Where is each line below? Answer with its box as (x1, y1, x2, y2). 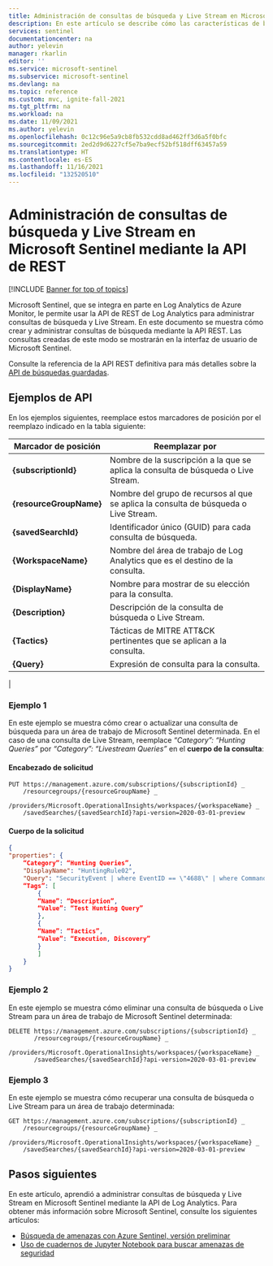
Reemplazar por (154, 440, 217, 452)
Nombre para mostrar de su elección (109, 578, 250, 589)
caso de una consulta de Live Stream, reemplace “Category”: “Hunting (8, 735, 246, 745)
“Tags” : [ (23, 882, 57, 890)
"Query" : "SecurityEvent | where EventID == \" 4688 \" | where (23, 874, 238, 882)
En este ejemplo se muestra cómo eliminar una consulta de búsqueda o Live (8, 1003, 264, 1012)
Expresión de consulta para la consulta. (109, 658, 260, 670)
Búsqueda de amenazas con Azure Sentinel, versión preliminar (19, 1230, 231, 1240)
